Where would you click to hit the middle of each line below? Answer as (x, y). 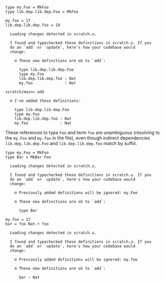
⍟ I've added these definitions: (45, 101)
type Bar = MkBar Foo (28, 157)
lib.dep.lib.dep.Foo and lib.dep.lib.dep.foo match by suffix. (71, 143)
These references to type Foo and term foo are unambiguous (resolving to (82, 133)
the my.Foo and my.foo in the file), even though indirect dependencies (78, 138)
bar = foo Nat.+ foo (27, 224)
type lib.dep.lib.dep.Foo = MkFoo (42, 12)
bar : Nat (29, 277)
